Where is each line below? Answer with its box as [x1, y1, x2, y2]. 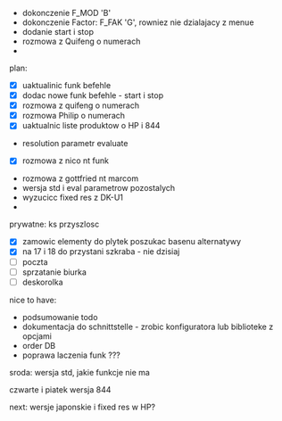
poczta [21, 256, 48, 267]
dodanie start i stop [21, 27, 94, 37]
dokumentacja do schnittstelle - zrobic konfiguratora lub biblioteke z [21, 321, 274, 332]
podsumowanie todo [21, 311, 98, 322]
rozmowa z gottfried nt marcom [21, 173, 139, 184]
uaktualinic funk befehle [21, 80, 112, 90]
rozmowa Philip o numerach [21, 111, 126, 121]
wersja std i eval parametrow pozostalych [21, 183, 176, 194]
